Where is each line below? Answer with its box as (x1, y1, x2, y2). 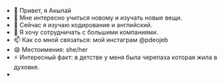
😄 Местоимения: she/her (13, 46, 88, 54)
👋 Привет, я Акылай (13, 7, 72, 14)
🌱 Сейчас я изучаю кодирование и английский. (13, 21, 153, 29)
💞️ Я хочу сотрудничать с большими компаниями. (13, 28, 159, 36)
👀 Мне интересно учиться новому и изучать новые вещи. (13, 14, 183, 22)
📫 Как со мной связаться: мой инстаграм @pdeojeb (13, 36, 169, 44)
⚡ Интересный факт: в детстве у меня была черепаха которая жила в (13, 53, 218, 61)
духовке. (13, 63, 40, 71)
